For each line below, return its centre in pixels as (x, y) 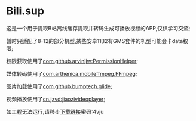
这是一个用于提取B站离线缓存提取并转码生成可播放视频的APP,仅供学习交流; (98, 28)
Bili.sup (25, 11)
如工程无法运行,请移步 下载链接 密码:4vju (55, 111)
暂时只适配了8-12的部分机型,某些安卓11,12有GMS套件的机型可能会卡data (95, 41)
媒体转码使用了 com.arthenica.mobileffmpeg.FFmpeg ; (72, 73)
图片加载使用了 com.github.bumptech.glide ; (59, 86)
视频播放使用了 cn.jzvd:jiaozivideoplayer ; (56, 99)
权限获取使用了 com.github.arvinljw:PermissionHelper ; (72, 61)
